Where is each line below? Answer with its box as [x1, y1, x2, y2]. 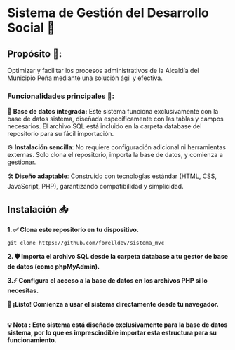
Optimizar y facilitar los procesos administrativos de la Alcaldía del [7, 67, 199, 74]
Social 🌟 [7, 20, 55, 36]
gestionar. [7, 158, 36, 166]
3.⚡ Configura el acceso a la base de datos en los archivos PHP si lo [7, 276, 208, 285]
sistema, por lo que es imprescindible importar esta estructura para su [7, 328, 217, 337]
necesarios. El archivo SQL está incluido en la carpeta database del [7, 122, 202, 130]
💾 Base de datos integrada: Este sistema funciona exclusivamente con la [7, 107, 219, 116]
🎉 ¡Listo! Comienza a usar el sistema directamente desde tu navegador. [7, 300, 220, 309]
